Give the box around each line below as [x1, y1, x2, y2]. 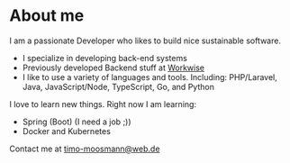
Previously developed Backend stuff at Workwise [22, 62, 205, 73]
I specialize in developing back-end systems [22, 52, 187, 63]
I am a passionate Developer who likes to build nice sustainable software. [9, 35, 282, 46]
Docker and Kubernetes [22, 125, 111, 136]
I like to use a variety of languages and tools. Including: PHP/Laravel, [22, 71, 277, 82]
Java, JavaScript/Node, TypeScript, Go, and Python [22, 81, 214, 92]
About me [9, 5, 85, 26]
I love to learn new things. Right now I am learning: [9, 98, 196, 109]
